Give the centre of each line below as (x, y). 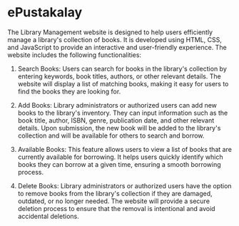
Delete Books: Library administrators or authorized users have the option (124, 185)
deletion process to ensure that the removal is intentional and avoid (116, 208)
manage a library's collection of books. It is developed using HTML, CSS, (115, 39)
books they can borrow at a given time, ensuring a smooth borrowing (119, 164)
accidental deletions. (49, 216)
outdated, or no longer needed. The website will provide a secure (114, 201)
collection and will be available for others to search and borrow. (111, 135)
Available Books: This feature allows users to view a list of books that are (124, 149)
